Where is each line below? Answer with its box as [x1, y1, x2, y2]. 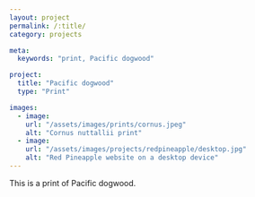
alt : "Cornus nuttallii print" [25, 128, 143, 137]
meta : [9, 46, 30, 55]
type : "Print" [17, 87, 70, 96]
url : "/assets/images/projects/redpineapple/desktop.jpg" [25, 145, 247, 154]
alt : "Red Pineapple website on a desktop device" [25, 153, 219, 162]
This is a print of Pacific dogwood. [9, 177, 136, 188]
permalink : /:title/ [9, 21, 87, 30]
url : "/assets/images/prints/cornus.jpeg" [25, 120, 187, 129]
